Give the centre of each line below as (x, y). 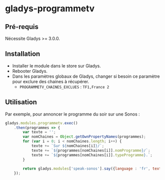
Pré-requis (22, 27)
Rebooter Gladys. (30, 71)
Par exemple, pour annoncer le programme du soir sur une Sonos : (72, 114)
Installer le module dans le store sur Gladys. (56, 66)
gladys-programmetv (50, 9)
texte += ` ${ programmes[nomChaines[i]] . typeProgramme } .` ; (92, 155)
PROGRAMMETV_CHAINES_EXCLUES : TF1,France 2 (64, 87)
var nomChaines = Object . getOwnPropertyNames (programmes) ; (84, 137)
